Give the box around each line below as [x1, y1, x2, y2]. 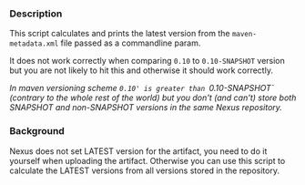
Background [9, 125, 66, 138]
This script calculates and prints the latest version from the [9, 28, 230, 39]
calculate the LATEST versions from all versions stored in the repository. [9, 165, 280, 176]
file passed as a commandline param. [60, 37, 201, 48]
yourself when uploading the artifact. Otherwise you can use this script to [9, 155, 286, 166]
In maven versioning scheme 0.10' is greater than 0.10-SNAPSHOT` [9, 83, 275, 94]
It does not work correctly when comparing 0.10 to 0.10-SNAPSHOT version [9, 56, 285, 67]
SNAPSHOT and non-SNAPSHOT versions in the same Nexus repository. [9, 102, 282, 113]
